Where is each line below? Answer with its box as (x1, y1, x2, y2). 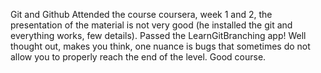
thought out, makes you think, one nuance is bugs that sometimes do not (10, 40, 311, 52)
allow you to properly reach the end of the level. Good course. (10, 51, 267, 63)
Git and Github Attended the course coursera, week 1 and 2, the (10, 9, 273, 20)
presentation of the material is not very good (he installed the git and (10, 19, 293, 31)
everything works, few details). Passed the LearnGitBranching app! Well (10, 30, 307, 41)
